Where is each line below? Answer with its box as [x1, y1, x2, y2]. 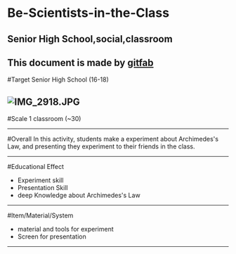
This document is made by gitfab [7, 56, 154, 68]
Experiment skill [17, 176, 64, 184]
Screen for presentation [17, 232, 86, 241]
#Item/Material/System [7, 211, 74, 220]
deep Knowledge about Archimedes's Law [17, 191, 140, 200]
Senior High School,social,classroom [7, 33, 173, 45]
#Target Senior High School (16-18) [7, 75, 109, 84]
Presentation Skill [17, 184, 68, 192]
